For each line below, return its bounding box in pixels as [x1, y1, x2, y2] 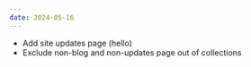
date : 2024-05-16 [9, 13, 75, 22]
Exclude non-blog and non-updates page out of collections [22, 46, 242, 58]
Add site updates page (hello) [22, 38, 133, 48]
